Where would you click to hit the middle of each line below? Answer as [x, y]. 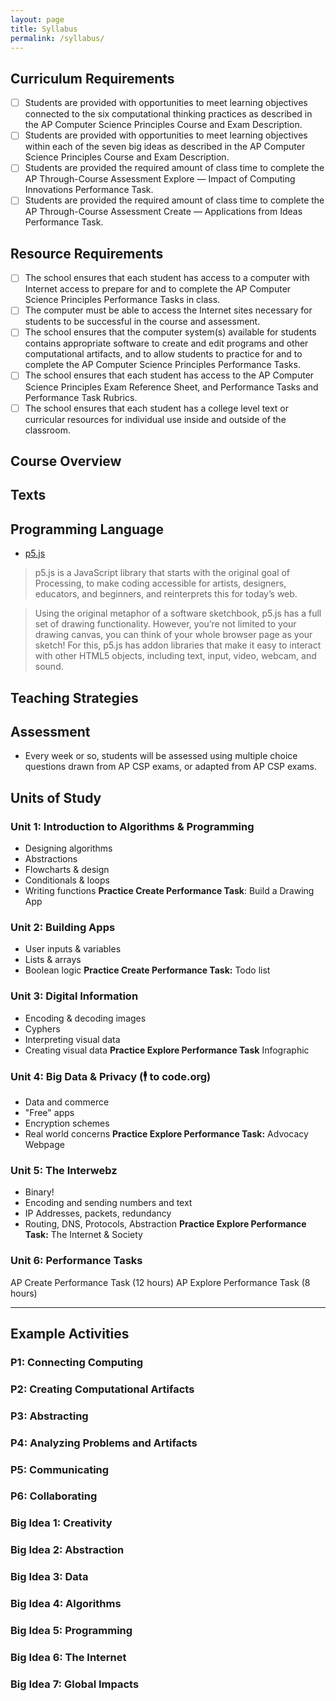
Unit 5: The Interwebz [64, 1170]
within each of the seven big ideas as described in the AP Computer [165, 147]
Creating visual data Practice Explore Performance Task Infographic [167, 1050]
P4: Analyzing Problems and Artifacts [104, 1443]
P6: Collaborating [54, 1496]
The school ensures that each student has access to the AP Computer [169, 375]
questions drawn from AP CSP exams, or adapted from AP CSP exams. [171, 767]
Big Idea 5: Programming [71, 1631]
